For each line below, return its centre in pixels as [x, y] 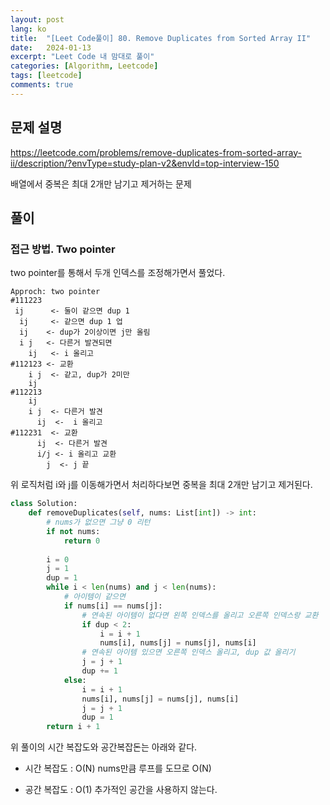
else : [75, 680]
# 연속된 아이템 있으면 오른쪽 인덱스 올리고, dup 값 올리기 [188, 652]
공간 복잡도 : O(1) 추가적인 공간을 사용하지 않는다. [121, 790]
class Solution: [44, 504]
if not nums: [73, 531]
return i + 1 [73, 727]
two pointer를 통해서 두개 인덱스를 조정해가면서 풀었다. [118, 273]
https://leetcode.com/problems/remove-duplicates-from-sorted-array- [156, 152]
